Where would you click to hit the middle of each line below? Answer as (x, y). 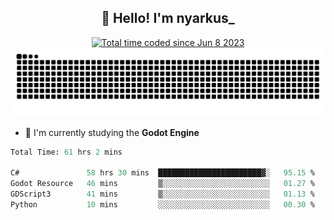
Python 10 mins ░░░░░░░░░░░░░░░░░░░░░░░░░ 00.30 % (162, 204)
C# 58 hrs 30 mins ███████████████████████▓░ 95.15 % (162, 173)
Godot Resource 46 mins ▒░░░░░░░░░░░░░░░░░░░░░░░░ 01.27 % (162, 184)
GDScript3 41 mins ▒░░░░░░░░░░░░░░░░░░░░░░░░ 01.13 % (162, 194)
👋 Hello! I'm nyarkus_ (168, 18)
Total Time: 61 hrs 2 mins (66, 152)
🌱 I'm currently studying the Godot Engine (112, 132)
